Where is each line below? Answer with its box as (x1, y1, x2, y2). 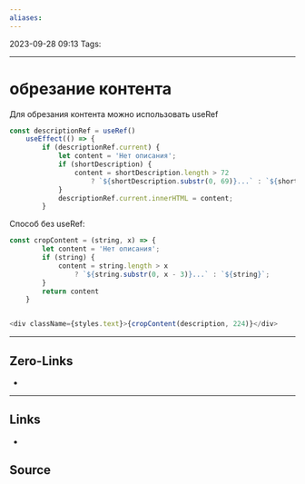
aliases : (9, 13, 43, 23)
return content (42, 287, 100, 296)
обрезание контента (9, 78, 172, 99)
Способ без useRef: (9, 219, 85, 230)
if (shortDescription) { (57, 160, 152, 169)
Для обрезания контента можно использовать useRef (9, 108, 219, 119)
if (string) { (42, 253, 95, 262)
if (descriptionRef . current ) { (42, 143, 161, 153)
